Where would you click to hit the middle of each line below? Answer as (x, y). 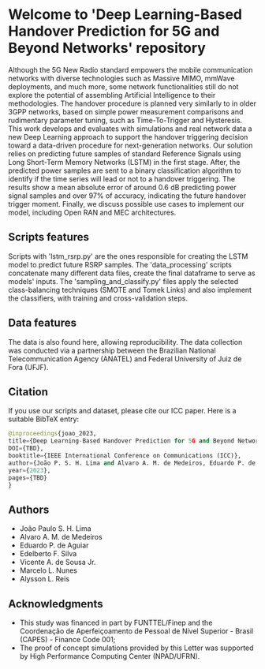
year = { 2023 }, (30, 470)
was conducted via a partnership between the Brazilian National (112, 350)
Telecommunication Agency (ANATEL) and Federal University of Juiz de (125, 359)
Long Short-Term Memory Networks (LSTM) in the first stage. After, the (124, 162)
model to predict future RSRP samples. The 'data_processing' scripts (120, 264)
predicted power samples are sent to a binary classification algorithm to (125, 170)
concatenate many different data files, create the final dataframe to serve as (132, 273)
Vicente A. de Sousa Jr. (58, 562)
